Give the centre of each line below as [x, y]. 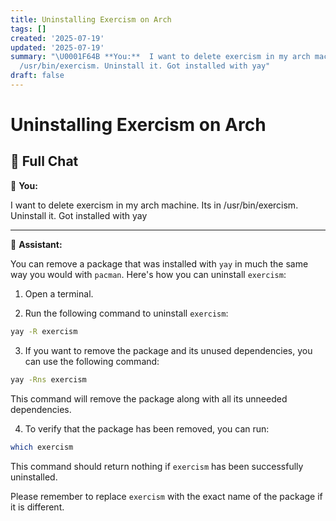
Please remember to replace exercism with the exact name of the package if [166, 496]
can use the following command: [92, 361]
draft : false [37, 76]
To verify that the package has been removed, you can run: [147, 428]
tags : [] [28, 29]
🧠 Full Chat [44, 161]
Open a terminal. [59, 293]
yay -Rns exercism [48, 379]
